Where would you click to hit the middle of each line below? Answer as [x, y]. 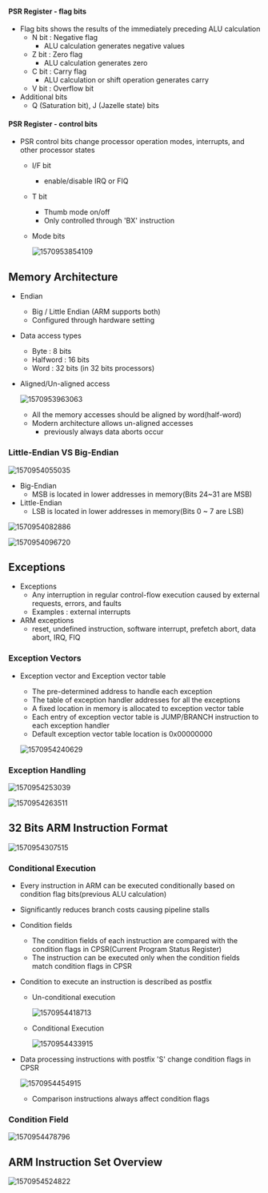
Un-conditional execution [74, 998]
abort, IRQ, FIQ [56, 637]
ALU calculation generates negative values [114, 46]
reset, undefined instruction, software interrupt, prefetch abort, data [144, 629]
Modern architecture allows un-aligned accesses [112, 424]
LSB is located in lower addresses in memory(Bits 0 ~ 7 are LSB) [138, 511]
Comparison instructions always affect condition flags [121, 1099]
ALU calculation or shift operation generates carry [126, 80]
